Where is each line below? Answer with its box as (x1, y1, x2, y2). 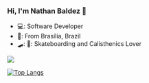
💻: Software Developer (16, 22, 84, 30)
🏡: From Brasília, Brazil (16, 32, 81, 40)
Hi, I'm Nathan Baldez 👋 (7, 6, 87, 16)
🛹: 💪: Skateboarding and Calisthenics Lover (16, 40, 142, 48)
